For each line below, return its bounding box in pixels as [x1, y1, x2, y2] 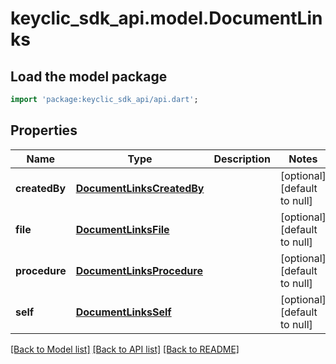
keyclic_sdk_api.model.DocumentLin [10, 7, 323, 30]
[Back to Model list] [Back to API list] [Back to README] [10, 343, 240, 355]
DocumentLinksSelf [75, 305, 172, 319]
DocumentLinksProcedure [75, 263, 203, 277]
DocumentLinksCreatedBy [75, 181, 205, 195]
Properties [10, 122, 78, 139]
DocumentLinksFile [75, 222, 170, 236]
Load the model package [10, 68, 168, 85]
